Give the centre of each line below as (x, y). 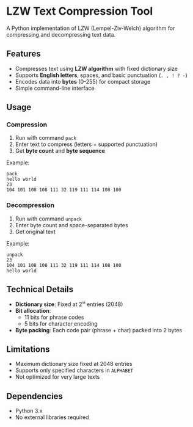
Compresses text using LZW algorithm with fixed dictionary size (96, 68)
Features (24, 54)
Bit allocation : (33, 310)
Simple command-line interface (55, 88)
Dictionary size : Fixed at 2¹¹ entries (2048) (69, 304)
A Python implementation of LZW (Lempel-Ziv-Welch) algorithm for (91, 28)
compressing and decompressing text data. (61, 34)
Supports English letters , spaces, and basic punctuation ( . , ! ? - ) (101, 75)
